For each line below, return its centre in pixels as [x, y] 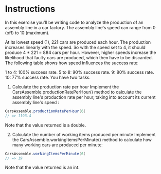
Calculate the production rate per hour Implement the [65, 87]
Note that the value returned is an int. [42, 167]
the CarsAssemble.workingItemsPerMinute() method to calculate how [82, 139]
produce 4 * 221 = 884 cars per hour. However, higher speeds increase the [81, 52]
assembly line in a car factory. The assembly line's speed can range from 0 [80, 27]
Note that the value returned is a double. [45, 125]
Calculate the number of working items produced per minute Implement [84, 134]
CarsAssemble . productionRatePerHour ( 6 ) [45, 111]
